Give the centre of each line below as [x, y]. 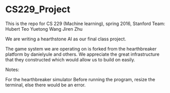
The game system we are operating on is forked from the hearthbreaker [81, 49]
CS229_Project [38, 9]
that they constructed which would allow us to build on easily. [70, 59]
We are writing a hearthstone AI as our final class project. [66, 39]
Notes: [12, 69]
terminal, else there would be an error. [46, 85]
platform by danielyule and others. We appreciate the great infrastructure [82, 54]
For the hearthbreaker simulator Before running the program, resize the [80, 79]
